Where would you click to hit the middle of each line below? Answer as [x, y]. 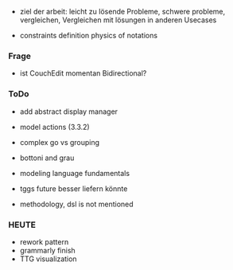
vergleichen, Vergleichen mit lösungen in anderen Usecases [118, 20]
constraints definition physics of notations [88, 35]
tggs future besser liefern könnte [74, 188]
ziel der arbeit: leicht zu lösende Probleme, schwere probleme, [122, 12]
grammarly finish [47, 250]
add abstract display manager [68, 112]
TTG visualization [48, 259]
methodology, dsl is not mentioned [76, 204]
